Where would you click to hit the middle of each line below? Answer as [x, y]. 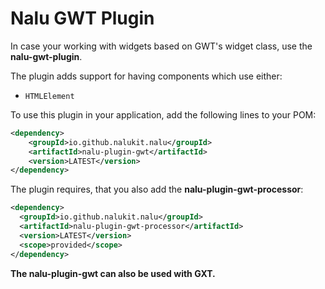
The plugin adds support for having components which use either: [146, 76]
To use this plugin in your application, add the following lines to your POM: [163, 114]
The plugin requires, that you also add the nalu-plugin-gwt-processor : [157, 189]
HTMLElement [49, 96]
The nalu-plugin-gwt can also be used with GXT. [113, 273]
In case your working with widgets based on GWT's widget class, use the [161, 46]
